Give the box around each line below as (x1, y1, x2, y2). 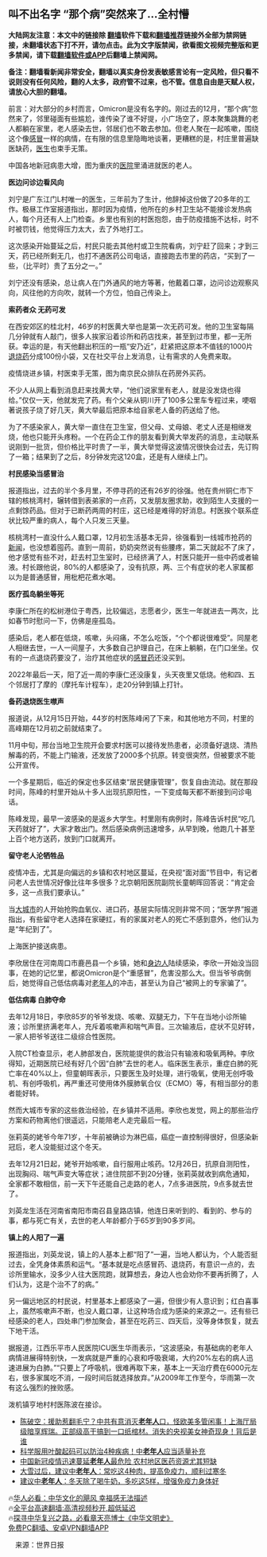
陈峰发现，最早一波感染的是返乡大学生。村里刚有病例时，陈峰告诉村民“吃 (8, 814, 249, 823)
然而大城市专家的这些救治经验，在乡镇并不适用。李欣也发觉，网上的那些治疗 (8, 1105, 259, 1115)
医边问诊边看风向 (8, 177, 64, 187)
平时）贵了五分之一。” (32, 261, 103, 271)
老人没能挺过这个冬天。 (29, 1142, 106, 1151)
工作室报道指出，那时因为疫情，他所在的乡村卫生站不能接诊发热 (35, 204, 245, 213)
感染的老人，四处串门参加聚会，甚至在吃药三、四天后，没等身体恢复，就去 (14, 1316, 259, 1325)
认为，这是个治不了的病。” (14, 1279, 99, 1289)
